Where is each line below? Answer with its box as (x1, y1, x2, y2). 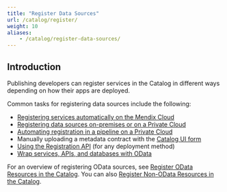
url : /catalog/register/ (7, 16, 78, 23)
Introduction (7, 61, 62, 73)
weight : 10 (7, 23, 38, 29)
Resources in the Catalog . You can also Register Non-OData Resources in (7, 169, 214, 178)
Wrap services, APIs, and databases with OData (16, 149, 152, 158)
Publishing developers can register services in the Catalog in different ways (7, 79, 220, 87)
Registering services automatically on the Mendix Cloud (16, 112, 174, 121)
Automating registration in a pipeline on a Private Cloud (16, 128, 173, 136)
